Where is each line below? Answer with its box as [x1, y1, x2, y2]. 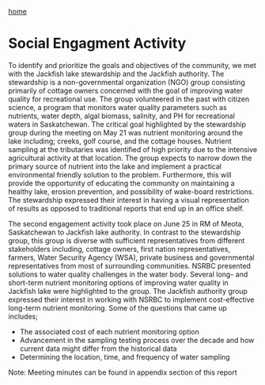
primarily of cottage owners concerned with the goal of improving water [8, 86, 244, 95]
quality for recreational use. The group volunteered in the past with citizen [8, 94, 250, 104]
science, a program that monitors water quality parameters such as [8, 102, 227, 112]
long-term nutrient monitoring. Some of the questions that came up [8, 303, 228, 312]
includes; [8, 311, 38, 321]
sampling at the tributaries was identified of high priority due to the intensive [8, 144, 258, 154]
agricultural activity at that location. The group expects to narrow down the [8, 153, 252, 162]
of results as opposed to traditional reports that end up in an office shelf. [8, 204, 244, 213]
